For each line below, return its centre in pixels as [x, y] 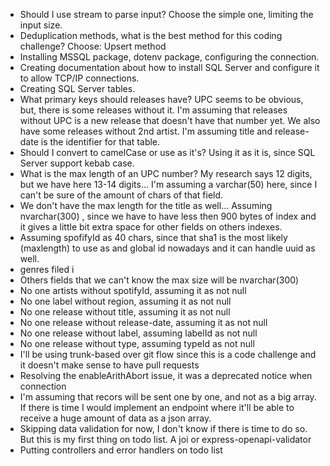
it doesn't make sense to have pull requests [109, 365]
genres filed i [47, 269]
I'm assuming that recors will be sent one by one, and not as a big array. [168, 397]
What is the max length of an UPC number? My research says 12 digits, [166, 173]
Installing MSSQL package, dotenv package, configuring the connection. [169, 57]
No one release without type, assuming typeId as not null [137, 343]
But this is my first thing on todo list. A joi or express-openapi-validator [165, 439]
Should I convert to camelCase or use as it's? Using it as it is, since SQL [167, 152]
